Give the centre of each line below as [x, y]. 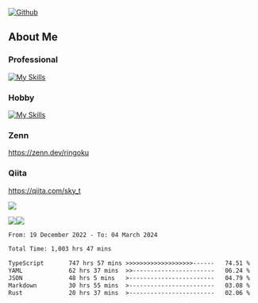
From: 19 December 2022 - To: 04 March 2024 [83, 235]
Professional [33, 59]
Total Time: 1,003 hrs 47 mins [60, 249]
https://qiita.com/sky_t [44, 190]
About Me [33, 37]
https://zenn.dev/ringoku [49, 153]
